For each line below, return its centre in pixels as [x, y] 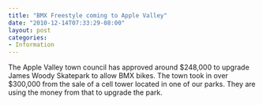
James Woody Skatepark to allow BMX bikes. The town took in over [118, 76]
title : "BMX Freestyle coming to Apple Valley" [88, 15]
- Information [32, 45]
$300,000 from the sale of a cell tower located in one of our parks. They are [132, 84]
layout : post [30, 30]
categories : [28, 37]
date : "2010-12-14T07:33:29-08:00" [67, 23]
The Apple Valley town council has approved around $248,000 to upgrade [129, 67]
